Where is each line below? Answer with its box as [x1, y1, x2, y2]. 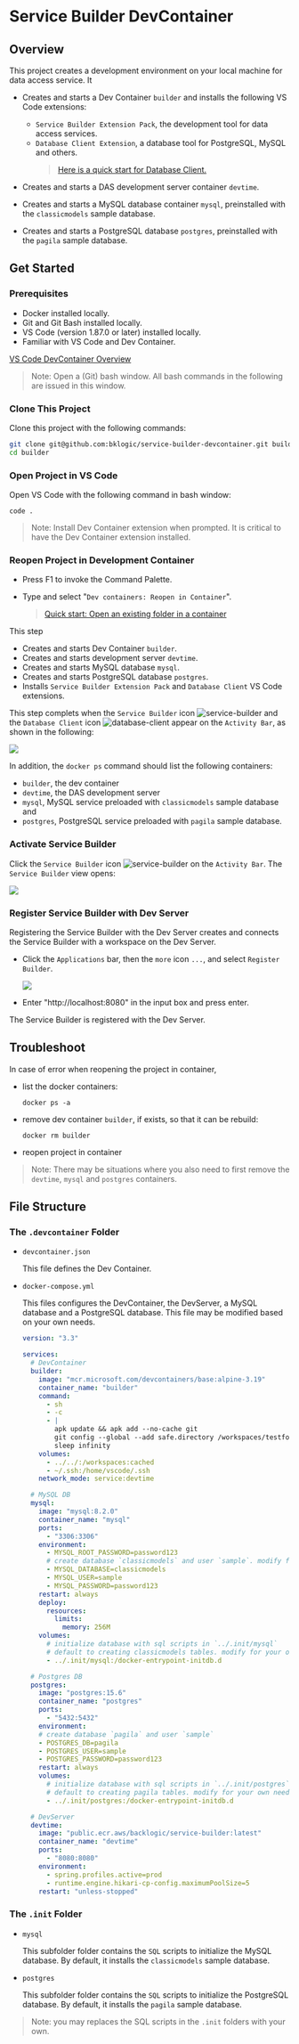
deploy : [38, 1598, 67, 1607]
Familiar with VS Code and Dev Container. [21, 336, 176, 346]
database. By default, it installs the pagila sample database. [21, 1999, 242, 2009]
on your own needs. [21, 1316, 96, 1328]
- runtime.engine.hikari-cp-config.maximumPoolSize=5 [45, 1878, 250, 1887]
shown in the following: [9, 727, 94, 737]
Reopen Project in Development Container [9, 554, 195, 566]
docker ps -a [21, 1098, 71, 1107]
